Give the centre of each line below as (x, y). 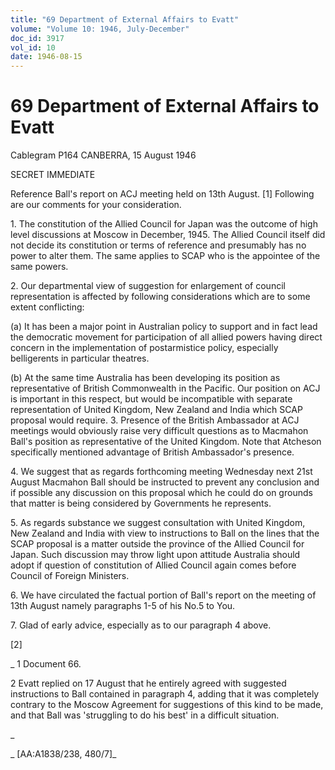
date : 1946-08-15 (46, 57)
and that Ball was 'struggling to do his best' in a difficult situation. (145, 715)
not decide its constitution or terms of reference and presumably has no (158, 245)
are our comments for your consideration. (96, 205)
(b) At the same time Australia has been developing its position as (145, 378)
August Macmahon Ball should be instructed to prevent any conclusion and (165, 482)
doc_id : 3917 (37, 38)
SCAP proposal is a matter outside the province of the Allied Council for (157, 544)
